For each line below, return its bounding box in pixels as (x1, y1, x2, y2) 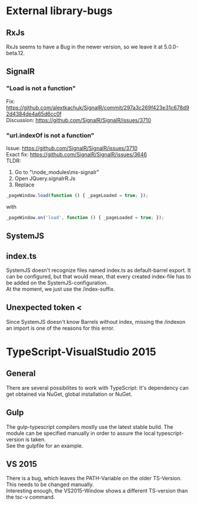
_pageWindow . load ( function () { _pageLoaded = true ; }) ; (6, 192, 149, 198)
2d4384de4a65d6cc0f (6, 110, 62, 117)
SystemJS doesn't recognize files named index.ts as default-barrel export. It (6, 267, 191, 274)
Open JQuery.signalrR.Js (14, 175, 76, 182)
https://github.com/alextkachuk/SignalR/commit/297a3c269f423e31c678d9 (6, 104, 189, 111)
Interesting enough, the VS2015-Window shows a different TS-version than (6, 487, 188, 494)
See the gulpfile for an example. (6, 442, 84, 449)
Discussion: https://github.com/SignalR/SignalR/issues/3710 (6, 116, 152, 123)
